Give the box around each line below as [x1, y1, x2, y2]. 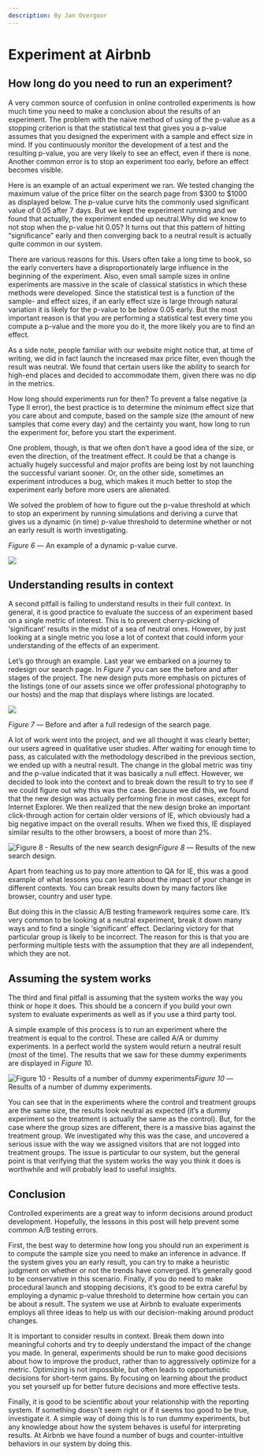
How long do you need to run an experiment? [8, 77, 233, 91]
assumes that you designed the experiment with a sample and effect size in [8, 131, 254, 141]
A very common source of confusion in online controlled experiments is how [8, 98, 256, 107]
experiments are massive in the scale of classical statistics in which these [8, 280, 247, 289]
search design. [8, 851, 57, 861]
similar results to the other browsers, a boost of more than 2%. [8, 827, 212, 837]
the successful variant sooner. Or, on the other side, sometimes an [8, 467, 225, 478]
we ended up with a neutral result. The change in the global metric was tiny [8, 760, 253, 770]
